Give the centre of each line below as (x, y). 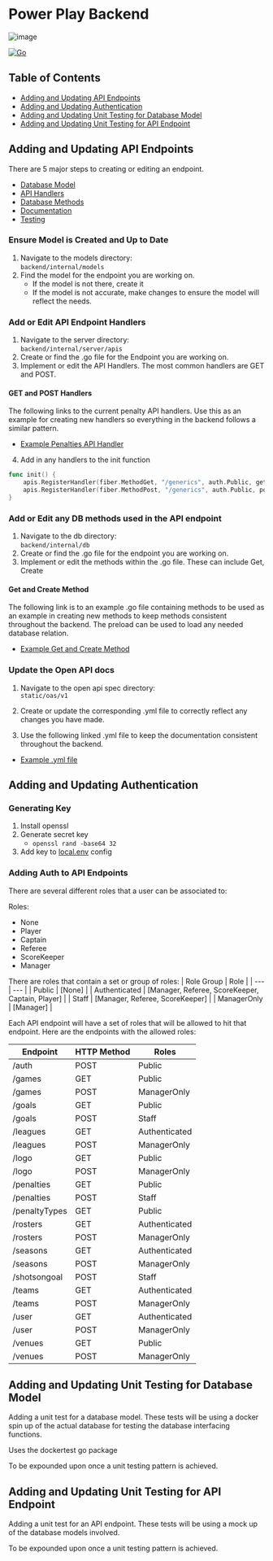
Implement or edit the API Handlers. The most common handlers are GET (142, 366)
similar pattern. (34, 429)
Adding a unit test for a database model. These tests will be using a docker (134, 1417)
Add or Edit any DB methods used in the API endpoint (115, 518)
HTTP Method (103, 1052)
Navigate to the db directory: (68, 536)
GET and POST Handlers (50, 393)
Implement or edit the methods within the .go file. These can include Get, (142, 562)
